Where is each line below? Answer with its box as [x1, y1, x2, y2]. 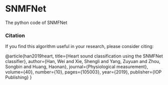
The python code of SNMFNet [5, 19, 68, 25]
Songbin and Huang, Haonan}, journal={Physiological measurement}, [5, 63, 148, 70]
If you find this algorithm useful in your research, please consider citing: [5, 43, 154, 49]
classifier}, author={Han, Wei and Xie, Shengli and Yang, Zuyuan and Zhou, [5, 58, 160, 64]
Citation [5, 32, 25, 39]
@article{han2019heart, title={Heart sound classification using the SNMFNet [5, 53, 163, 59]
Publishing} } [5, 74, 32, 80]
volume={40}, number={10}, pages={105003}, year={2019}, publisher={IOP [5, 69, 162, 75]
